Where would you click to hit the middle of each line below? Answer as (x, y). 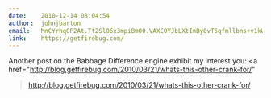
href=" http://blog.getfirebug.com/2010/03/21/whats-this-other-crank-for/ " (132, 70)
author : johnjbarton (45, 23)
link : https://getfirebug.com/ (67, 38)
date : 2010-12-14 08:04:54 (59, 16)
